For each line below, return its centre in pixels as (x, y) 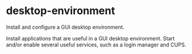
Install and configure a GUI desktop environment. (65, 27)
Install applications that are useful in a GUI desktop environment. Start (90, 38)
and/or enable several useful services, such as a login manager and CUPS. (96, 45)
